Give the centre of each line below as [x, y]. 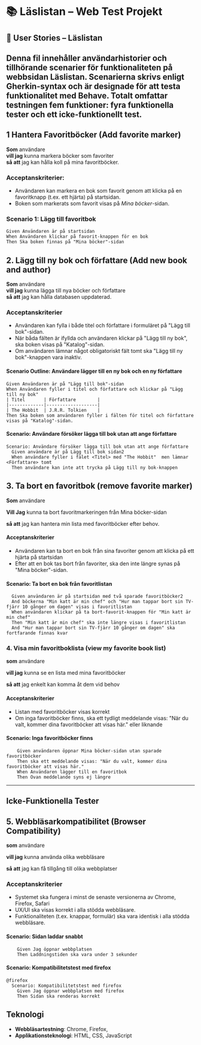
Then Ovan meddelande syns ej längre [64, 777]
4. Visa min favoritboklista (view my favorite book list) [86, 648]
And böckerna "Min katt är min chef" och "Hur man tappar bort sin [98, 602]
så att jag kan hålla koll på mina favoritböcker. [63, 162]
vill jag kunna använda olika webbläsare [56, 857]
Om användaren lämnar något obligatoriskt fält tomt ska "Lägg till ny [99, 351]
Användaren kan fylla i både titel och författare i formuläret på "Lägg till [102, 325]
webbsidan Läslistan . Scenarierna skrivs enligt [95, 77]
